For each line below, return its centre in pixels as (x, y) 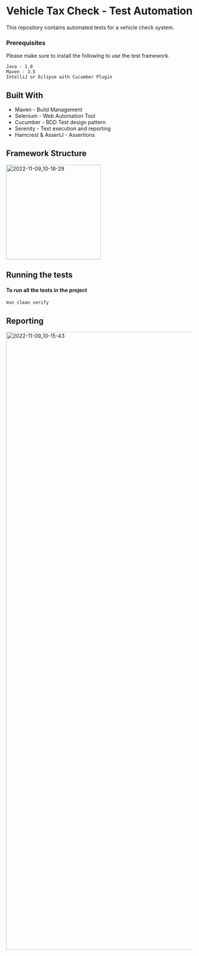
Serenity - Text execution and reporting (63, 128)
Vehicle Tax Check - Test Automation (99, 11)
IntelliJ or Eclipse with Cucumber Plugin (59, 77)
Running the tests (39, 275)
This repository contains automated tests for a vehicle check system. (90, 27)
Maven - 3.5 (21, 72)
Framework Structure (46, 154)
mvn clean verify (28, 303)
